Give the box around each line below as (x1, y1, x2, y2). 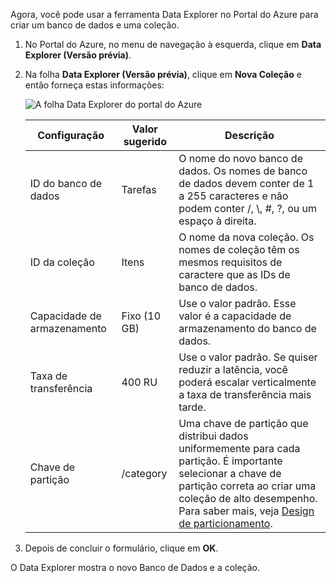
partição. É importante (178, 454, 283, 468)
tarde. (178, 400, 207, 414)
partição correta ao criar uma (178, 479, 317, 493)
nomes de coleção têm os (178, 243, 300, 256)
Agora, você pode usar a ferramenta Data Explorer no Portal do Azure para (10, 9, 319, 20)
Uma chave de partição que (178, 417, 309, 430)
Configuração (37, 129, 105, 142)
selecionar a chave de (178, 467, 282, 480)
